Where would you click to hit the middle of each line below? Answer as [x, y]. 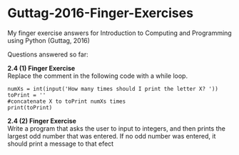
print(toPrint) [30, 107]
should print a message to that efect [61, 144]
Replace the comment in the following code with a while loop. [97, 76]
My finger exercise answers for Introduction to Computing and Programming [119, 33]
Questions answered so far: [48, 54]
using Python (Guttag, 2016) [49, 40]
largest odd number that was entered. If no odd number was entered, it [112, 136]
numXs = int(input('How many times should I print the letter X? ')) [113, 89]
